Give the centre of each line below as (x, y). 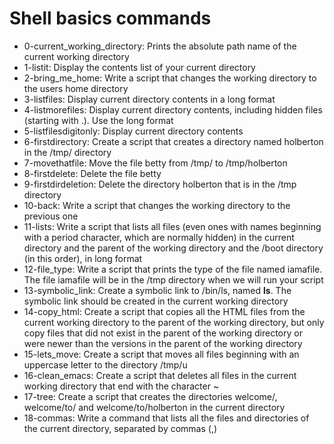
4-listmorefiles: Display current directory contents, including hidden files (173, 109)
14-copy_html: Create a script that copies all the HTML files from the (164, 311)
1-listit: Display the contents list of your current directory (139, 67)
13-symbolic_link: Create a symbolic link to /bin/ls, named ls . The (157, 290)
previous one (51, 216)
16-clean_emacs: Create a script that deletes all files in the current (160, 375)
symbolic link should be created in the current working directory (156, 301)
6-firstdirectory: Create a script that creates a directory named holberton (173, 141)
